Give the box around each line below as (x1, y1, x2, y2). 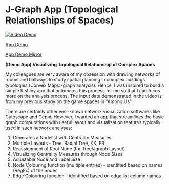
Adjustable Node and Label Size (12, 156, 80, 162)
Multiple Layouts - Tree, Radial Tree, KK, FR (12, 140, 105, 146)
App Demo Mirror (5, 51, 42, 57)
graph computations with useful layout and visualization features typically (5, 119, 161, 125)
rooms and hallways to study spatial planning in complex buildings (5, 76, 145, 83)
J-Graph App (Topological (5, 4, 118, 15)
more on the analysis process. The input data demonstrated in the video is (5, 93, 162, 99)
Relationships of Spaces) (5, 14, 114, 26)
